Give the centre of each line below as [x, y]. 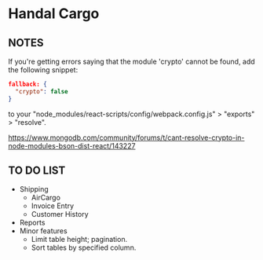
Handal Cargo [54, 14]
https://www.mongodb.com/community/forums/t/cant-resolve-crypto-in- [126, 137]
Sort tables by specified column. [84, 247]
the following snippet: [43, 70]
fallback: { [27, 84]
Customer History [60, 214]
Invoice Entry [53, 206]
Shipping [34, 189]
